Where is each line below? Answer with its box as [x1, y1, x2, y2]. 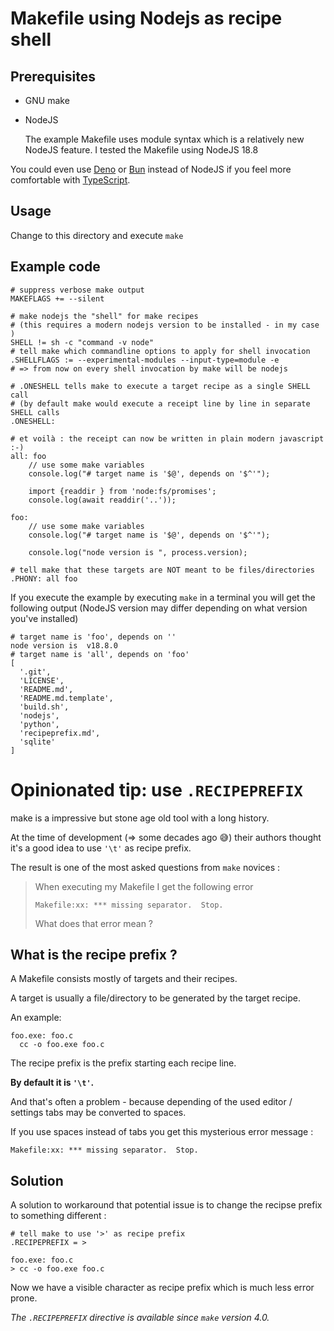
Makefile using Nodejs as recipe [10, 7, 283, 30]
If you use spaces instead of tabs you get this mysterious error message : [10, 1126, 314, 1138]
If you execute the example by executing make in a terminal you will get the [10, 591, 316, 603]
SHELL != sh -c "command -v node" [10, 337, 155, 347]
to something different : [10, 1210, 107, 1222]
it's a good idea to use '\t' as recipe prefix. [10, 842, 192, 854]
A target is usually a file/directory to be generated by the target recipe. [10, 992, 301, 1004]
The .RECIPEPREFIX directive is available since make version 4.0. [10, 1312, 270, 1324]
